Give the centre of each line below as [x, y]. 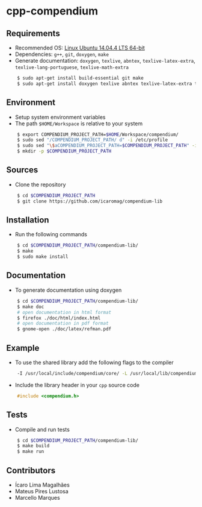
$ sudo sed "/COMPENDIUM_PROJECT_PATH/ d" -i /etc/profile [93, 140]
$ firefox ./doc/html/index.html [59, 318]
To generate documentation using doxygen [68, 290]
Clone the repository [40, 184]
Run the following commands [51, 235]
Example [23, 348]
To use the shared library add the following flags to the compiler [94, 362]
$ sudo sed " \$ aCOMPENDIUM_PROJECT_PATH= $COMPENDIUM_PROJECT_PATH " [103, 146]
